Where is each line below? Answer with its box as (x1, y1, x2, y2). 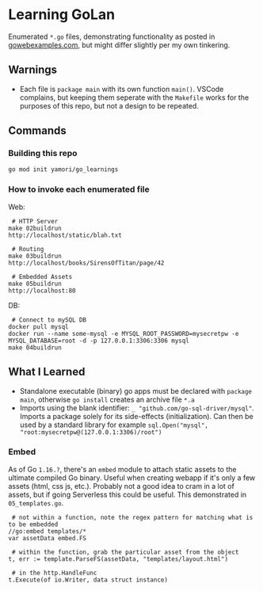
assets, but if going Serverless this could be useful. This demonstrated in (8, 490, 247, 499)
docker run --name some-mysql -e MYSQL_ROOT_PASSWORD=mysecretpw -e (8, 330, 239, 337)
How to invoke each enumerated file (8, 184, 151, 195)
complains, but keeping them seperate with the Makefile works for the (19, 93, 250, 102)
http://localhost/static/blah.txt (8, 231, 123, 239)
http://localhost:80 (8, 287, 77, 295)
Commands (8, 124, 67, 138)
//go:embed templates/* (8, 527, 87, 536)
